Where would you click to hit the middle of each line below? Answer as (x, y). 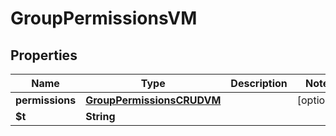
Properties (44, 55)
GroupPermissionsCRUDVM (153, 100)
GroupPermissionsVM (104, 18)
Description (259, 83)
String (100, 116)
